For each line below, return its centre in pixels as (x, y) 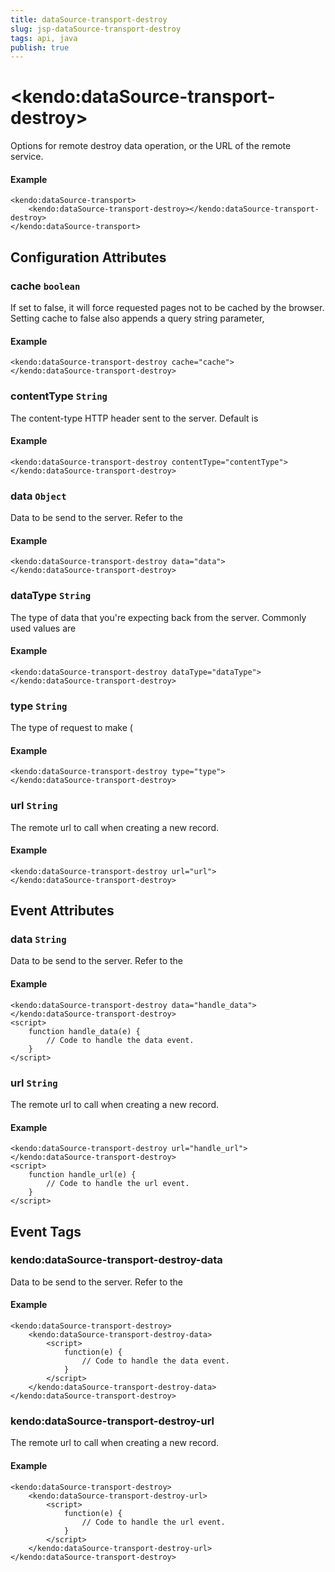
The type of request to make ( (71, 728)
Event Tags (46, 1231)
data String (38, 939)
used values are (43, 628)
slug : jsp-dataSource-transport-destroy (96, 29)
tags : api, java (44, 38)
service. (27, 157)
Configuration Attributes (88, 257)
